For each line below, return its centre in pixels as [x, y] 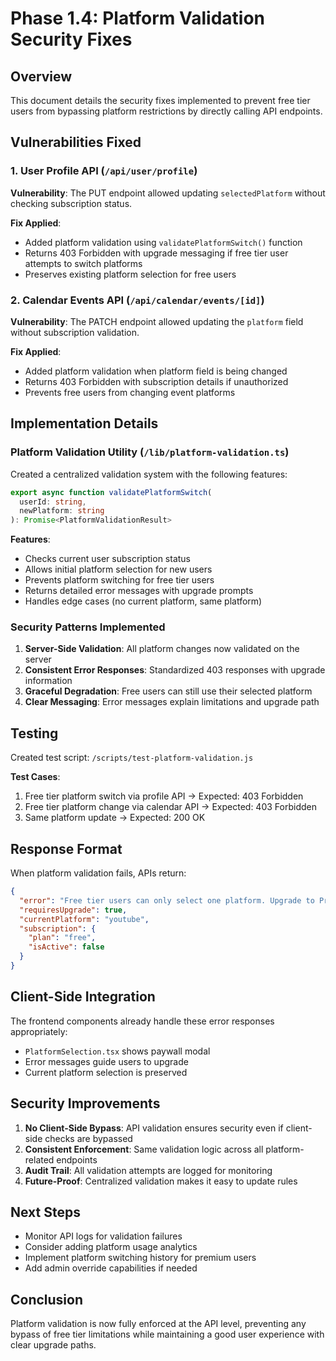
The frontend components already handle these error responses [142, 1021]
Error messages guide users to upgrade [106, 1061]
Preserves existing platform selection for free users [130, 274]
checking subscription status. [71, 203]
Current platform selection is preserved [106, 1072]
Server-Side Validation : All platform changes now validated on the [162, 649]
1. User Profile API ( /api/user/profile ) [104, 171]
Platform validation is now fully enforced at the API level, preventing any [158, 1324]
